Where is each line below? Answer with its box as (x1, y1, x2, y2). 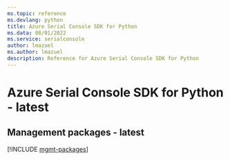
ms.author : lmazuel (7, 49, 64, 56)
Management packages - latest (7, 127, 145, 139)
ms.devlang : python (7, 17, 64, 23)
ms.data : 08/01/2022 (7, 29, 67, 37)
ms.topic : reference (7, 10, 67, 17)
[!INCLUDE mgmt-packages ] (7, 145, 88, 153)
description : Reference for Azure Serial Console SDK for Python (7, 55, 199, 62)
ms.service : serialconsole (7, 36, 85, 43)
